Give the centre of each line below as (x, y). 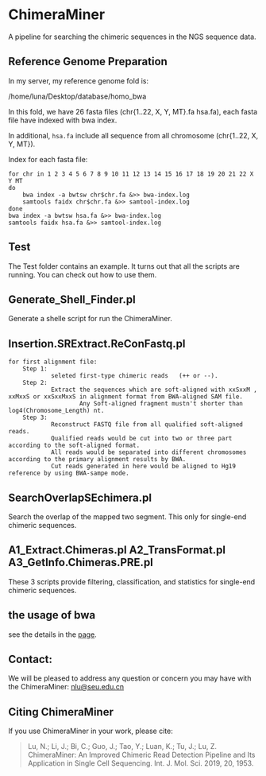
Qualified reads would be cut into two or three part (141, 439)
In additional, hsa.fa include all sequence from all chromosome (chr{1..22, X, (133, 135)
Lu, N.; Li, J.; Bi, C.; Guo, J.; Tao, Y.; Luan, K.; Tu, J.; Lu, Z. (122, 747)
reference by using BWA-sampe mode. (69, 473)
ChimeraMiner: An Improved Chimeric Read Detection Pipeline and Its (141, 755)
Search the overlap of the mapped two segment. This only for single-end (127, 517)
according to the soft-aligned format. (74, 446)
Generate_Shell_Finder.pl (72, 299)
